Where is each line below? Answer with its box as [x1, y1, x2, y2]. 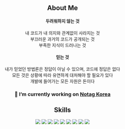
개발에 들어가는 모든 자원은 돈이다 [30, 78, 95, 84]
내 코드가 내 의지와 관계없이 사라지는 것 [25, 30, 100, 36]
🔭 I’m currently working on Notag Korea [14, 90, 111, 97]
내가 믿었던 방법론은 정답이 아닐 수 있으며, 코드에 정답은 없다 [4, 66, 121, 72]
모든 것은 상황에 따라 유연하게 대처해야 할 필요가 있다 [12, 72, 113, 78]
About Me [47, 4, 78, 12]
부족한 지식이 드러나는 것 [38, 42, 87, 48]
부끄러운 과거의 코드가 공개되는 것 [30, 36, 95, 42]
